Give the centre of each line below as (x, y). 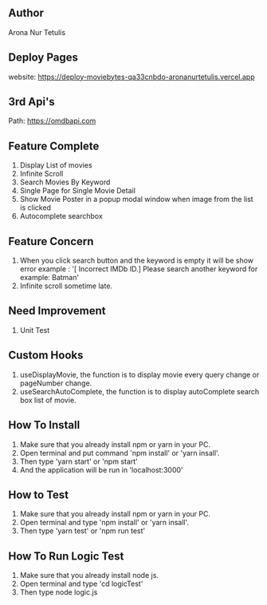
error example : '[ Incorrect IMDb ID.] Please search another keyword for (139, 269)
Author (26, 13)
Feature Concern (51, 241)
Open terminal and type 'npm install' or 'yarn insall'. (104, 523)
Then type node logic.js (59, 592)
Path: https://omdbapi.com (52, 121)
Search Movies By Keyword (65, 182)
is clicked (35, 208)
